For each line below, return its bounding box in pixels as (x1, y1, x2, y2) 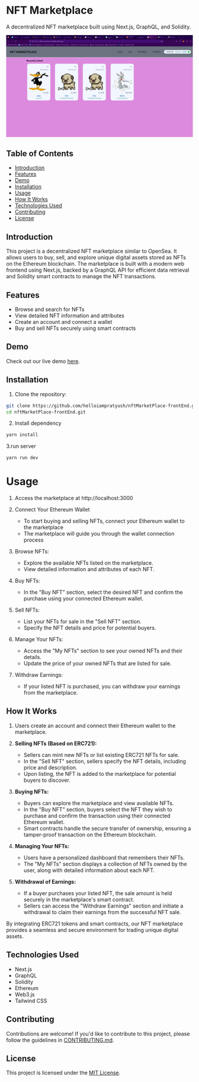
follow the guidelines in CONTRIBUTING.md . (6, 1036, 114, 1043)
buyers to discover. (23, 777, 71, 784)
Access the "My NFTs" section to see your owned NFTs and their (23, 647, 182, 654)
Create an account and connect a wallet (14, 319, 113, 326)
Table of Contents (6, 148, 74, 158)
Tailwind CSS (14, 997, 47, 1004)
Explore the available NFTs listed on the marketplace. (23, 559, 153, 567)
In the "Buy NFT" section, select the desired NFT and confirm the (23, 588, 183, 596)
